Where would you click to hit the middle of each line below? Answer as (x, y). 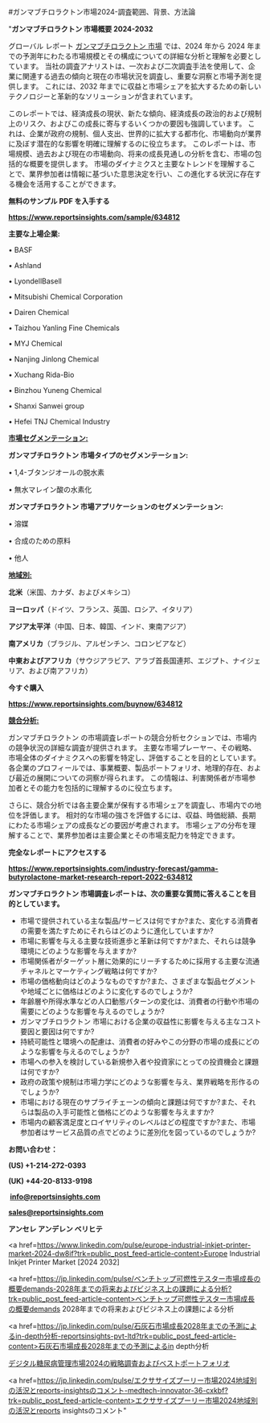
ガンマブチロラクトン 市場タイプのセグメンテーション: (98, 455)
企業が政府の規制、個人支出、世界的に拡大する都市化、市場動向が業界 (145, 134)
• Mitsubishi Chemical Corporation (65, 297)
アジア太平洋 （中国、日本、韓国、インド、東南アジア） (100, 626)
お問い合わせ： (33, 1149)
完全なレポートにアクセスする (57, 852)
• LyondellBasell (35, 281)
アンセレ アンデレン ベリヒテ (55, 1229)
